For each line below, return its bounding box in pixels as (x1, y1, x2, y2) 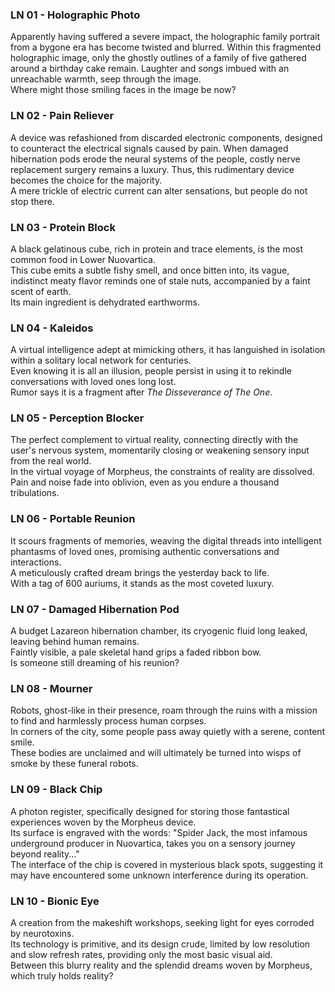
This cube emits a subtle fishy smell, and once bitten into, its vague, (10, 264, 290, 276)
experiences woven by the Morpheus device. (10, 816, 197, 828)
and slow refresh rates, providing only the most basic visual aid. (10, 948, 273, 960)
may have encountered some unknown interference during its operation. (10, 869, 309, 881)
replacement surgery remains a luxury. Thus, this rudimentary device (10, 163, 295, 175)
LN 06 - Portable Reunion (10, 512, 136, 526)
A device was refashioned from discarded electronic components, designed (10, 131, 323, 143)
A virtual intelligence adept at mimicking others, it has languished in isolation (10, 344, 326, 356)
